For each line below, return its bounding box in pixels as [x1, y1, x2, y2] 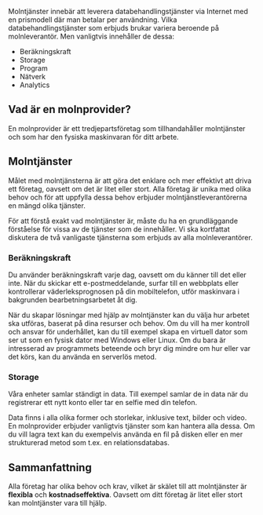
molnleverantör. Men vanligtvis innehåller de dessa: [8, 31, 175, 41]
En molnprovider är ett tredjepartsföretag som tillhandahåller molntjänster [8, 123, 246, 133]
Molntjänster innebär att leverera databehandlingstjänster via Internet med [8, 7, 249, 16]
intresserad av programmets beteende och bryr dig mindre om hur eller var [8, 343, 251, 352]
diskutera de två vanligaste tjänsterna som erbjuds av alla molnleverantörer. [8, 232, 253, 242]
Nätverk [19, 72, 46, 81]
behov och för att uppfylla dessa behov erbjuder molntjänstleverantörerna [8, 192, 247, 202]
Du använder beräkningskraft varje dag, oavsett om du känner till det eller [8, 270, 247, 279]
